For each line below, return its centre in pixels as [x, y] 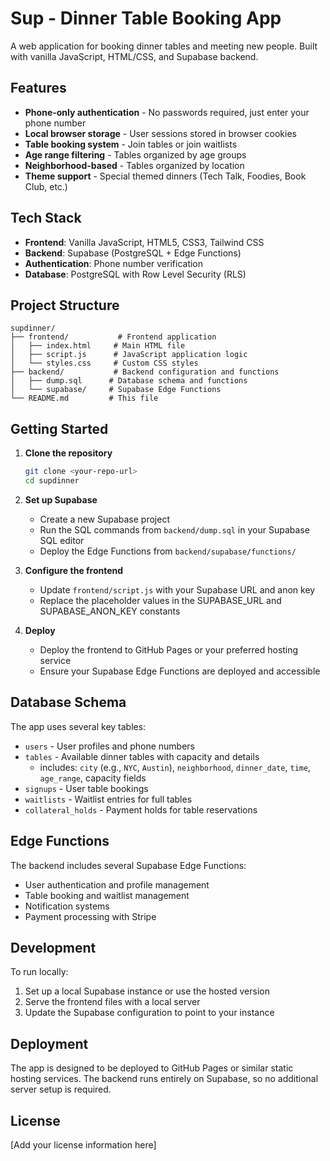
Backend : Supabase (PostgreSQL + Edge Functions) [133, 253]
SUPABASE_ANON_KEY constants [110, 611]
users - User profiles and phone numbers [110, 746]
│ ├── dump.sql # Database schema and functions [129, 381]
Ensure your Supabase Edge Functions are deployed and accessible [180, 671]
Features [38, 88]
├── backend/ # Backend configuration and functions [145, 372]
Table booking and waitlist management [107, 895]
